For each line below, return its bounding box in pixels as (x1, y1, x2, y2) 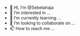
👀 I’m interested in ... (9, 10, 51, 16)
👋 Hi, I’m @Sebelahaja (9, 5, 54, 10)
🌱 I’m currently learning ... (9, 15, 62, 20)
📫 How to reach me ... (9, 26, 55, 31)
